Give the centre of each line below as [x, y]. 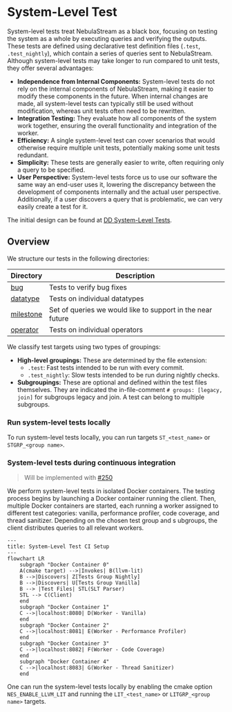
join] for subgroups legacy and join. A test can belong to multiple [111, 397]
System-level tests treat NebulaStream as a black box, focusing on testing [112, 31]
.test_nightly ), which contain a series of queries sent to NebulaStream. [110, 53]
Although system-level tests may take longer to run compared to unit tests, [113, 60]
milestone [27, 314]
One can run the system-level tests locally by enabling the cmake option [110, 687]
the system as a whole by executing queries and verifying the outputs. [107, 38]
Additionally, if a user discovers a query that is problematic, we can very [120, 199]
